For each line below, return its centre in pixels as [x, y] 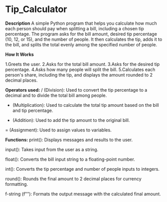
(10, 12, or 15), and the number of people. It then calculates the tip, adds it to [84, 39]
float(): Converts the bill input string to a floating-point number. [70, 159]
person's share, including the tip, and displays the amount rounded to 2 [79, 75]
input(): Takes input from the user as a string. [52, 149]
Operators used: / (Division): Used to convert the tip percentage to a [76, 90]
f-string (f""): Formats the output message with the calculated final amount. [83, 194]
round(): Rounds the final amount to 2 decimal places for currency [73, 179]
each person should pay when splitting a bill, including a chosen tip [75, 28]
